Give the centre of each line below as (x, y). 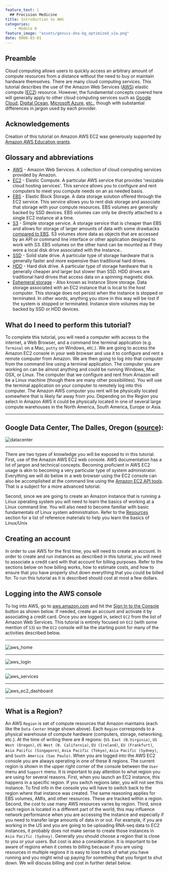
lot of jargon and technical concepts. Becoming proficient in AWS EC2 (78, 465)
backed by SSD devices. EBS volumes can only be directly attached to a (87, 213)
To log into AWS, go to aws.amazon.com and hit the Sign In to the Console (82, 606)
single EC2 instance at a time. (43, 218)
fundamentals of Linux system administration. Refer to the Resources (77, 512)
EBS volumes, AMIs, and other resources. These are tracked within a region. (84, 799)
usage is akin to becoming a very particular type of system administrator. (81, 470)
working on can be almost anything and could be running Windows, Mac (80, 370)
